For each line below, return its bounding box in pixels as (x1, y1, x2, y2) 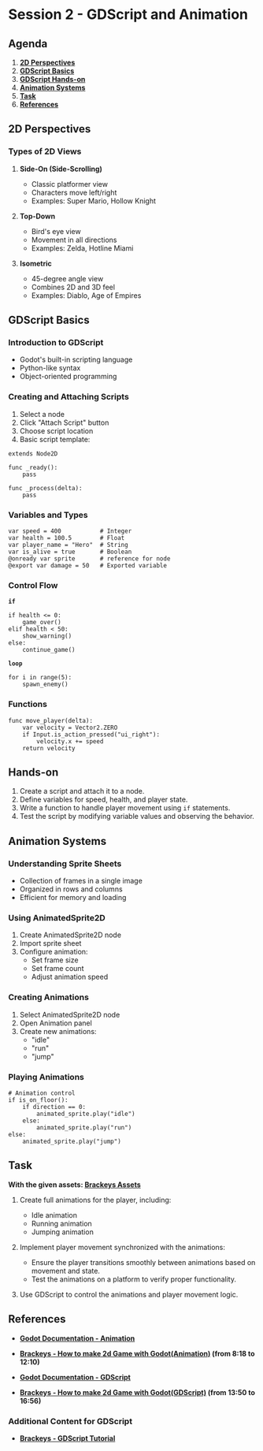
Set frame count (31, 964, 84, 973)
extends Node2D (8, 449, 58, 458)
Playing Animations (8, 1071, 84, 1082)
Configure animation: (19, 947, 88, 957)
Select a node (19, 409, 65, 419)
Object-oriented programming (19, 372, 117, 381)
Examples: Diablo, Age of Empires (31, 290, 142, 300)
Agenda (8, 37, 48, 50)
